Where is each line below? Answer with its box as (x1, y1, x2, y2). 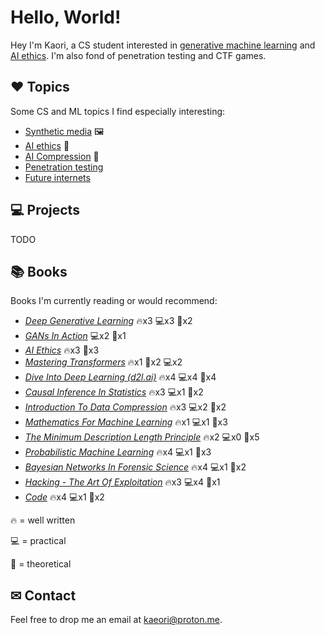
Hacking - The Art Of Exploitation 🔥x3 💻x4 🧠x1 (24, 476, 221, 488)
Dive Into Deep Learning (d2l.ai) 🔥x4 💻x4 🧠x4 (24, 371, 217, 383)
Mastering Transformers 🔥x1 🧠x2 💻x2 (24, 356, 183, 368)
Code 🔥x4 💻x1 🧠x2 (24, 491, 105, 503)
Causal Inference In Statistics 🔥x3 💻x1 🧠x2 (24, 386, 204, 398)
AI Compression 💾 (24, 150, 100, 162)
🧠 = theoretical (10, 558, 72, 570)
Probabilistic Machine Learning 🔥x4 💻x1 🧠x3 (24, 446, 212, 458)
